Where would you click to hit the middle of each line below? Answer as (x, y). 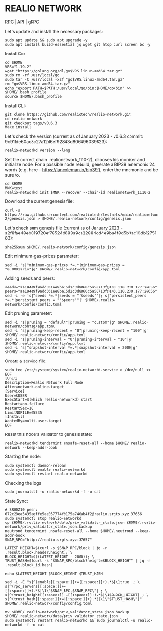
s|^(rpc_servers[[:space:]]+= (36, 586)
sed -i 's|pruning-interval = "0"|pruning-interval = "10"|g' (69, 339)
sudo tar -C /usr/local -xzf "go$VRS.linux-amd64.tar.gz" (65, 79)
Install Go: (15, 54)
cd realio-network (24, 119)
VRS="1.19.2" (18, 67)
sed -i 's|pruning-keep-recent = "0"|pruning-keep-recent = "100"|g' (77, 331)
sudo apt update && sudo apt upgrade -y (47, 40)
